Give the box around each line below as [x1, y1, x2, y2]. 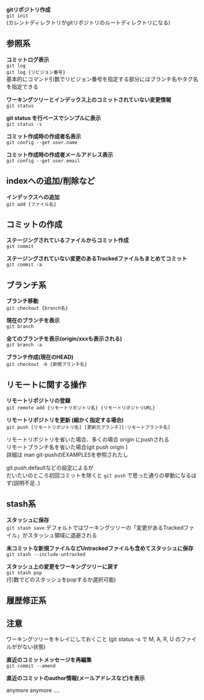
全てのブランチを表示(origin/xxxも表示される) [6, 335, 122, 343]
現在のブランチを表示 [6, 317, 60, 324]
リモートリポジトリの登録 [6, 397, 71, 404]
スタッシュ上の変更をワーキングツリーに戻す [6, 563, 119, 570]
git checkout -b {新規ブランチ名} [6, 362, 88, 368]
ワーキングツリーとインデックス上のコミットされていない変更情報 [6, 96, 172, 103]
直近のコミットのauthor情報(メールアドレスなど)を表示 [6, 674, 145, 682]
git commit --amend [6, 663, 56, 669]
